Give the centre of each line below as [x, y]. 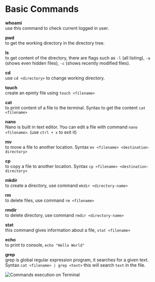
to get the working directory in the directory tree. [55, 43]
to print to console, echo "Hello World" [45, 245]
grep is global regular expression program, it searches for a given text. [77, 260]
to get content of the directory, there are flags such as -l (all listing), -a [78, 57]
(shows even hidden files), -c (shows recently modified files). [68, 63]
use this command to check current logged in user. [57, 28]
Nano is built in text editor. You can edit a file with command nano [71, 127]
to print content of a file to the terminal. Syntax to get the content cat [76, 108]
